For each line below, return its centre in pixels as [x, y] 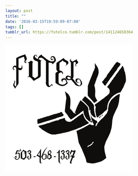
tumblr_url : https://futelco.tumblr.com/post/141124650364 [69, 32]
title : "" [16, 16]
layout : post [19, 11]
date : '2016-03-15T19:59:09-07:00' [43, 21]
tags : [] [15, 27]
